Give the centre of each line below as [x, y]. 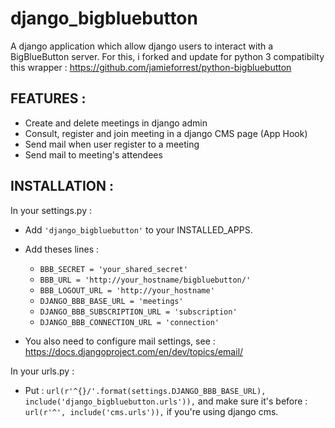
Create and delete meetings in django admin [116, 123]
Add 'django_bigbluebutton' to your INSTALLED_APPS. [138, 229]
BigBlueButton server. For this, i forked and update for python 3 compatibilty [167, 56]
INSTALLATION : [62, 186]
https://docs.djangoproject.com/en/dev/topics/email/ [134, 351]
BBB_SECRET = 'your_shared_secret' [113, 269]
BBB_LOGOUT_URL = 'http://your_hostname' [127, 290]
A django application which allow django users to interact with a [142, 46]
